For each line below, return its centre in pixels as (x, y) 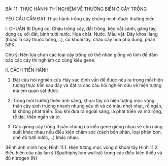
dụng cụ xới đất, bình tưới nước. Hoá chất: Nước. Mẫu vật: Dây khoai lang (82, 34)
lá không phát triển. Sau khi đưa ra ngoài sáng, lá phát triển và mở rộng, (87, 111)
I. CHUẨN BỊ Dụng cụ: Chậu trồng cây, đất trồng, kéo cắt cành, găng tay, (81, 29)
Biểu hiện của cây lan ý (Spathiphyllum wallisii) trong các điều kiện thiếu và (84, 153)
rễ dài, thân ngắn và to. (37, 117)
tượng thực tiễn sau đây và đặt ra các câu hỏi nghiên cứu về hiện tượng (87, 85)
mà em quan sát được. (36, 91)
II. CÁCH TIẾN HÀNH (27, 70)
